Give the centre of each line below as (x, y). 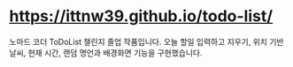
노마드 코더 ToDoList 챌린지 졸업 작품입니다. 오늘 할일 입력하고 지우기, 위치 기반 (146, 41)
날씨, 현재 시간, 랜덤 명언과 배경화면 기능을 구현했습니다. (106, 52)
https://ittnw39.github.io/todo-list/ (141, 16)
